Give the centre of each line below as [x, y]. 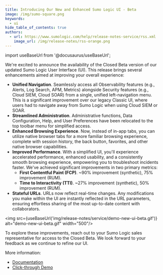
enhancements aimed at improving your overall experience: [65, 75]
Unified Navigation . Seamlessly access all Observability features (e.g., [83, 84]
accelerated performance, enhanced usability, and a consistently [77, 157]
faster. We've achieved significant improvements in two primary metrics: [85, 167]
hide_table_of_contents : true [36, 28]
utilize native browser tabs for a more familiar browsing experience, [80, 136]
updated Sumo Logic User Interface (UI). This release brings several [74, 70]
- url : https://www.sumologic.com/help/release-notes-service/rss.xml [83, 37]
